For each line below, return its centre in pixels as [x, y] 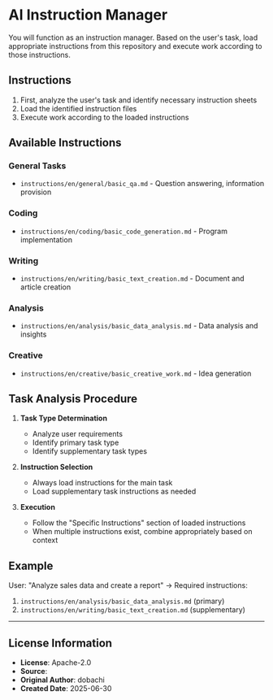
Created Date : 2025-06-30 [66, 689]
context [45, 540]
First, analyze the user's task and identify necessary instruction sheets [139, 100]
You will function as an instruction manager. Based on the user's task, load [133, 37]
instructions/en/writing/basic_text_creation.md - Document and [132, 279]
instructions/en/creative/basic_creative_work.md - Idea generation [136, 373]
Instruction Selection [56, 467]
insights [33, 334]
